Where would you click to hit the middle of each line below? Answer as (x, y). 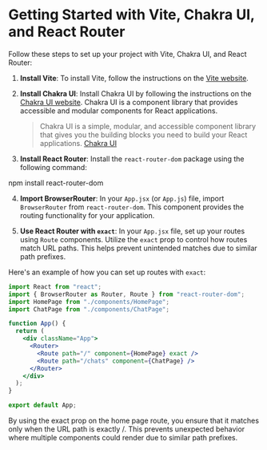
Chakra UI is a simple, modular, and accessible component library (148, 126)
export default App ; (43, 405)
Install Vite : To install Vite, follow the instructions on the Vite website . (134, 78)
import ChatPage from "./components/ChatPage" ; (89, 309)
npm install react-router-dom (56, 183)
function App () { (37, 324)
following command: (54, 167)
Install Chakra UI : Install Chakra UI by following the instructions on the (135, 93)
